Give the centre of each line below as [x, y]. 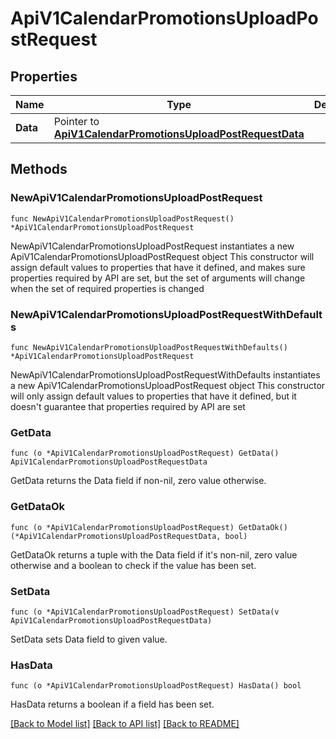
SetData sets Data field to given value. [89, 639]
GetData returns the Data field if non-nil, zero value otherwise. [138, 481]
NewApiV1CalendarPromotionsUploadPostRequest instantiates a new [152, 246]
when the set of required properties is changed [107, 288]
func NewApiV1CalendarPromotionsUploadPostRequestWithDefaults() [149, 347]
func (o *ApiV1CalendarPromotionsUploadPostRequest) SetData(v [145, 612]
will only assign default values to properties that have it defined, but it [153, 396]
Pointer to [76, 121]
